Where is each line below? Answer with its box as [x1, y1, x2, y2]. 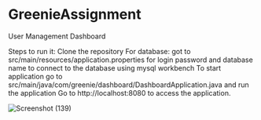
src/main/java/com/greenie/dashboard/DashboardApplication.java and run [8, 80, 249, 89]
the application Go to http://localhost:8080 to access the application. [8, 88, 231, 97]
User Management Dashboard [8, 31, 106, 41]
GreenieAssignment [8, 5, 142, 24]
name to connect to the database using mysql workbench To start [8, 63, 222, 72]
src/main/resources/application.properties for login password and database [8, 55, 253, 64]
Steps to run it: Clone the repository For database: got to [8, 46, 191, 56]
